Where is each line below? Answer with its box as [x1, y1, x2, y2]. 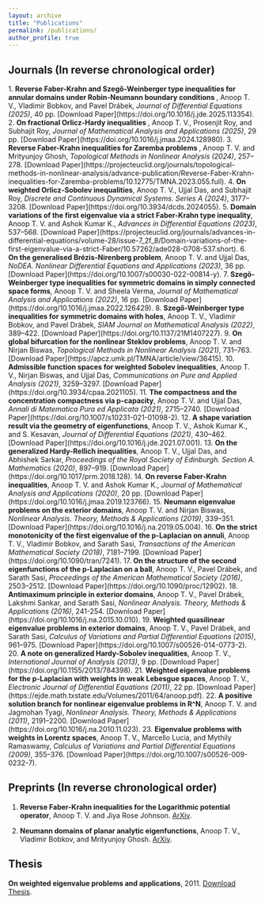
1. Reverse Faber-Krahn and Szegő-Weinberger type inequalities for [8, 84, 236, 94]
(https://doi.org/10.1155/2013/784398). [8, 665, 133, 675]
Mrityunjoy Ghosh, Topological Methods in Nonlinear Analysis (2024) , [8, 151, 237, 161]
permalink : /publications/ [8, 26, 97, 34]
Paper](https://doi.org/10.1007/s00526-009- [104, 750, 248, 760]
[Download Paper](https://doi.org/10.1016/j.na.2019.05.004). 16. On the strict [8, 523, 258, 532]
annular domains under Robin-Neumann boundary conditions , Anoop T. [8, 93, 251, 102]
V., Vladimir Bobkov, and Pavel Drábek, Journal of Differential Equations [8, 101, 243, 111]
